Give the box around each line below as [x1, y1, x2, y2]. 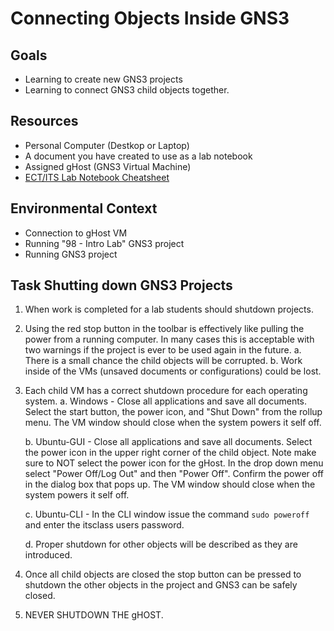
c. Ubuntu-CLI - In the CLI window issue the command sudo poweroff [24, 508, 310, 521]
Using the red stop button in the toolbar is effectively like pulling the [24, 323, 305, 335]
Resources [10, 113, 79, 130]
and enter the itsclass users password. [24, 519, 185, 531]
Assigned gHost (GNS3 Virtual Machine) [24, 160, 192, 172]
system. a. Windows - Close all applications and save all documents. [24, 395, 308, 407]
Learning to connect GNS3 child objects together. [24, 84, 230, 96]
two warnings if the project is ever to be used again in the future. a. [24, 344, 302, 356]
